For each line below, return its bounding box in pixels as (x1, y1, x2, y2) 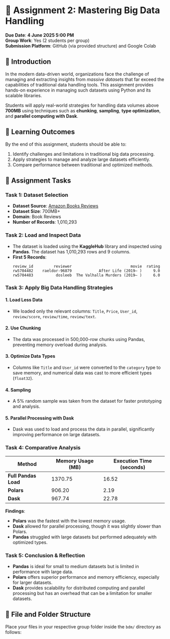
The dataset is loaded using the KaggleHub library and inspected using (12, 243, 162, 249)
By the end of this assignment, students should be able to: (5, 141, 126, 147)
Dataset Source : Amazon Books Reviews (12, 203, 99, 209)
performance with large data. (12, 569, 73, 575)
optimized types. (12, 539, 48, 545)
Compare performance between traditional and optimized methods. (12, 161, 153, 167)
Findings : (5, 508, 25, 514)
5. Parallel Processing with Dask (5, 415, 74, 421)
